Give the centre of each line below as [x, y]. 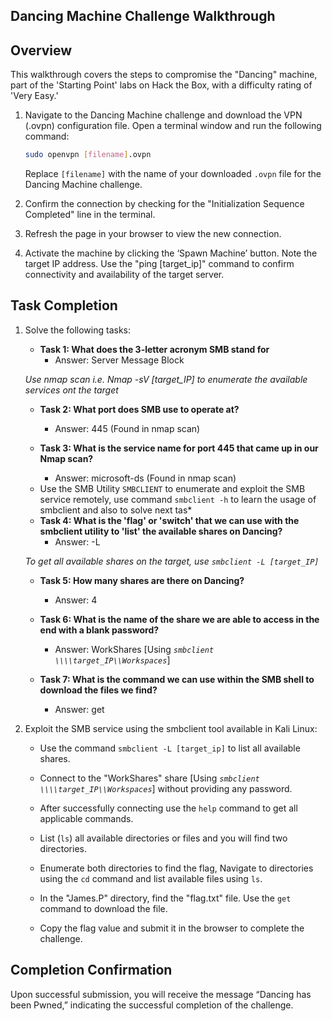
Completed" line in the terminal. [90, 215]
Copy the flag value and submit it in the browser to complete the [172, 928]
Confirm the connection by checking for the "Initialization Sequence [164, 204]
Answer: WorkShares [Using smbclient [134, 649]
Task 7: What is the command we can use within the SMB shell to [177, 679]
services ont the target [71, 390]
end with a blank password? [99, 630]
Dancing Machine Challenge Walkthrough [143, 16]
